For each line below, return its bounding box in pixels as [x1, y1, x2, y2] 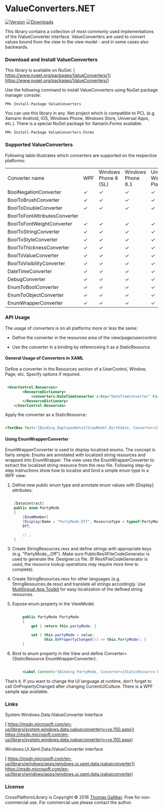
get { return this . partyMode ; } [31, 624, 97, 629]
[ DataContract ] [14, 501, 45, 506]
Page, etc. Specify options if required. [5, 371, 81, 377]
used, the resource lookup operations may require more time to [12, 561, 139, 567]
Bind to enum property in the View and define [12, 650, 103, 656]
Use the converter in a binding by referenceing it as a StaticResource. [12, 344, 151, 350]
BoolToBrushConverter [7, 196, 60, 203]
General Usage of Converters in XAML [5, 355, 84, 361]
